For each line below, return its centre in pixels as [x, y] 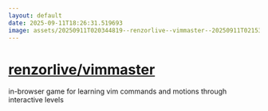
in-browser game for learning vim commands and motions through [118, 91]
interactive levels [36, 100]
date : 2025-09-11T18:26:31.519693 [66, 23]
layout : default [35, 15]
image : [19, 30]
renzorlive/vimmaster [82, 69]
